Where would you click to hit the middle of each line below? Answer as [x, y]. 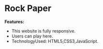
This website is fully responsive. [44, 31]
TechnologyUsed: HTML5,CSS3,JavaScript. [55, 41]
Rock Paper [28, 8]
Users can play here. [32, 36]
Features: [15, 22]
